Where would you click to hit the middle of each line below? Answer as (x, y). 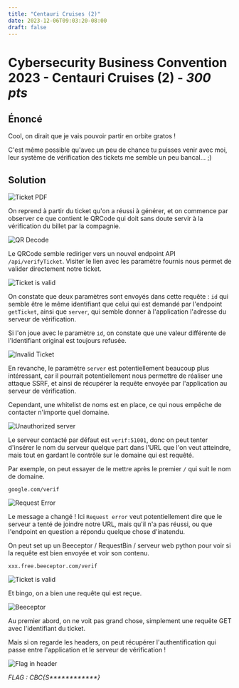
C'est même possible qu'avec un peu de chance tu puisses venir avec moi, (118, 150)
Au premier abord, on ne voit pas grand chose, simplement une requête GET (120, 621)
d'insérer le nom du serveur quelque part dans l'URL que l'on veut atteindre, (119, 448)
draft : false (27, 27)
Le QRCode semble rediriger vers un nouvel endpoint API (92, 254)
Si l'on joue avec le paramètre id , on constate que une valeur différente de (117, 333)
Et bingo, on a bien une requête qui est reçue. (75, 593)
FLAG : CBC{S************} (54, 677)
